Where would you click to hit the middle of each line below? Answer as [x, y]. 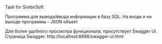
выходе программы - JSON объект [41, 22]
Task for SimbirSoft [24, 7]
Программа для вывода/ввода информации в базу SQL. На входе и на [78, 16]
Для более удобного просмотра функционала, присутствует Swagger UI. [81, 31]
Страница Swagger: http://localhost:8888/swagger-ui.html [64, 36]
